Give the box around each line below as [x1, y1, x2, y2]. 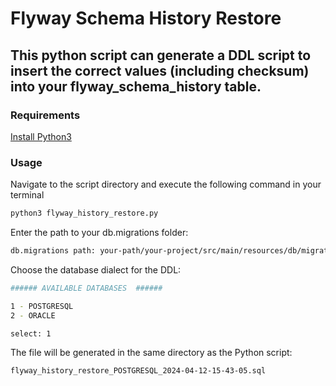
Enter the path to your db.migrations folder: [10, 227, 189, 239]
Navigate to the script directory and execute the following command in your [10, 178, 322, 191]
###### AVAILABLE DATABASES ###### [10, 283, 163, 293]
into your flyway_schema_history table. [10, 78, 262, 95]
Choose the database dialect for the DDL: [10, 263, 182, 276]
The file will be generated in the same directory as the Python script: [10, 347, 293, 359]
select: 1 [10, 328, 52, 339]
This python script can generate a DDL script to [10, 47, 312, 64]
